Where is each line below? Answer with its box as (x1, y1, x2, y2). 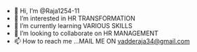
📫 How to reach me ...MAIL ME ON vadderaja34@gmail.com (13, 37, 191, 45)
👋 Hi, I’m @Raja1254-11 (13, 7, 80, 15)
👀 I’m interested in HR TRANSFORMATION (13, 14, 135, 22)
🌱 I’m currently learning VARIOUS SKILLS (13, 22, 133, 30)
